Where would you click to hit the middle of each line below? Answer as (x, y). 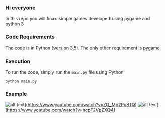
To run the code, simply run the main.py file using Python (64, 72)
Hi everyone (20, 8)
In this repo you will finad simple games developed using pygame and (78, 19)
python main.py (21, 81)
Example (16, 94)
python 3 (15, 24)
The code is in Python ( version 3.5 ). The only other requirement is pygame (82, 48)
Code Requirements (30, 37)
